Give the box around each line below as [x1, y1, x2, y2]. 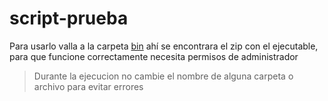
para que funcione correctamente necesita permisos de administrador [9, 50, 299, 62]
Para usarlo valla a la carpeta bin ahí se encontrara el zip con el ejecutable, [9, 40, 319, 52]
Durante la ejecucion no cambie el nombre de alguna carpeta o [33, 70, 294, 82]
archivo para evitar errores [33, 80, 144, 92]
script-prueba [9, 7, 129, 30]
